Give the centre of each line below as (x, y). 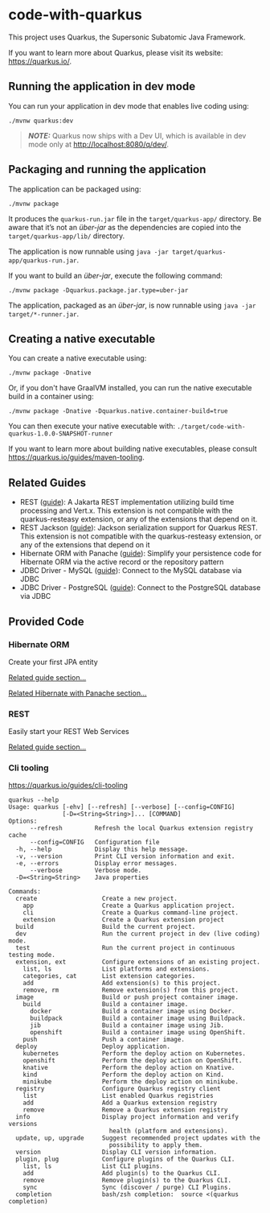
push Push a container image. (104, 1040)
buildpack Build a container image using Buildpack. (138, 1019)
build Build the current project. (106, 927)
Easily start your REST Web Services (69, 732)
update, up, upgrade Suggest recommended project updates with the (138, 1138)
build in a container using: (51, 397)
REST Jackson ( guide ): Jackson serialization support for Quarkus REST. (139, 528)
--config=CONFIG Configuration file (94, 843)
